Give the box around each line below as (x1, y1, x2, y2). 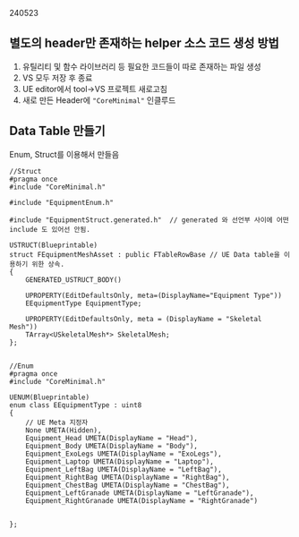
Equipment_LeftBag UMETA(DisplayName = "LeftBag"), (25, 465, 222, 473)
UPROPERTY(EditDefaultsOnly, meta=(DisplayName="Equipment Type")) (25, 291, 282, 300)
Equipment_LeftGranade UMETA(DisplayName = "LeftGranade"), (25, 488, 254, 498)
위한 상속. (30, 260, 65, 268)
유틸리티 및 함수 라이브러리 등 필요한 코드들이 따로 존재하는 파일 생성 (21, 61, 261, 72)
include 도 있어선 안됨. (9, 225, 91, 234)
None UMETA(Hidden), (25, 425, 102, 435)
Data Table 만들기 (9, 124, 106, 139)
